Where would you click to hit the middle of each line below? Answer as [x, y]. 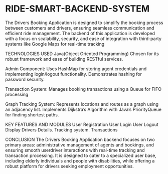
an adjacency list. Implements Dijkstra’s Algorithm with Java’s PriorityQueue [83, 109]
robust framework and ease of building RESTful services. [64, 59]
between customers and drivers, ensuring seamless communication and [80, 28]
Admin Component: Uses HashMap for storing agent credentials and [76, 69]
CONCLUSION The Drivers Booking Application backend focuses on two [80, 139]
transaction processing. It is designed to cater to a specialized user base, [81, 155]
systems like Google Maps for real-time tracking [55, 44]
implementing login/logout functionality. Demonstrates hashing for [73, 74]
